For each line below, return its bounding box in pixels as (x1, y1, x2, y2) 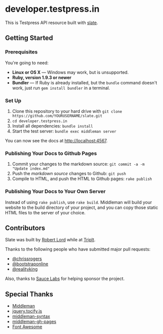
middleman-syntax (12, 313, 50, 319)
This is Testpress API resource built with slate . (5, 20, 98, 26)
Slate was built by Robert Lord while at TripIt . (5, 237, 95, 243)
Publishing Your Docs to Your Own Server (5, 188, 106, 195)
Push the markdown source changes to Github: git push (12, 171, 126, 177)
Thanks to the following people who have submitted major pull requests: (5, 246, 151, 252)
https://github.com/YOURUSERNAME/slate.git (12, 113, 103, 118)
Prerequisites (5, 49, 38, 55)
